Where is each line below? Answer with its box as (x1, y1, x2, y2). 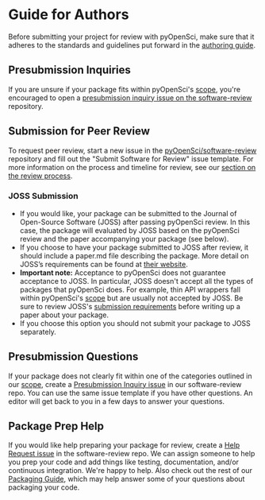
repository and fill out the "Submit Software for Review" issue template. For (8, 153, 254, 164)
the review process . (8, 171, 73, 180)
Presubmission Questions (8, 350, 139, 363)
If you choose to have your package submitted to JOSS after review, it (19, 242, 248, 252)
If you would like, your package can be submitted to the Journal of (19, 208, 237, 218)
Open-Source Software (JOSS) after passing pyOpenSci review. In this (19, 217, 251, 227)
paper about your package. (19, 310, 109, 320)
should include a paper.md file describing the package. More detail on (19, 250, 249, 260)
